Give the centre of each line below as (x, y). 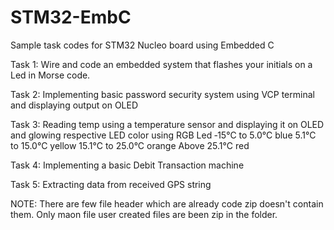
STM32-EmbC (71, 17)
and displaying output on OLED (74, 105)
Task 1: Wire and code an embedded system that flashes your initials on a (161, 64)
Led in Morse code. (50, 75)
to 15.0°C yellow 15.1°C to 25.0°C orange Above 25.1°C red (130, 145)
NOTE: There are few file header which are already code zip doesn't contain (167, 203)
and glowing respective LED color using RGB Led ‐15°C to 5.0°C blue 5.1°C (163, 135)
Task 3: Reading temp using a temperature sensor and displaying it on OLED (167, 124)
